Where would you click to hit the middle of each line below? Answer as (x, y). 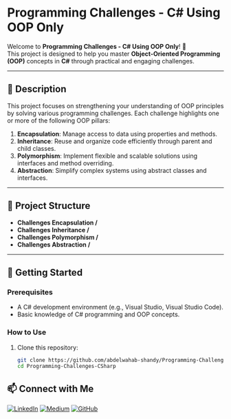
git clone (31, 360)
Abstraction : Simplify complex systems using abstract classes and (112, 170)
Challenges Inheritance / (53, 229)
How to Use (27, 332)
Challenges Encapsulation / (57, 223)
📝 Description (37, 89)
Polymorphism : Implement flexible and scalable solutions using (107, 156)
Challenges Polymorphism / (57, 237)
